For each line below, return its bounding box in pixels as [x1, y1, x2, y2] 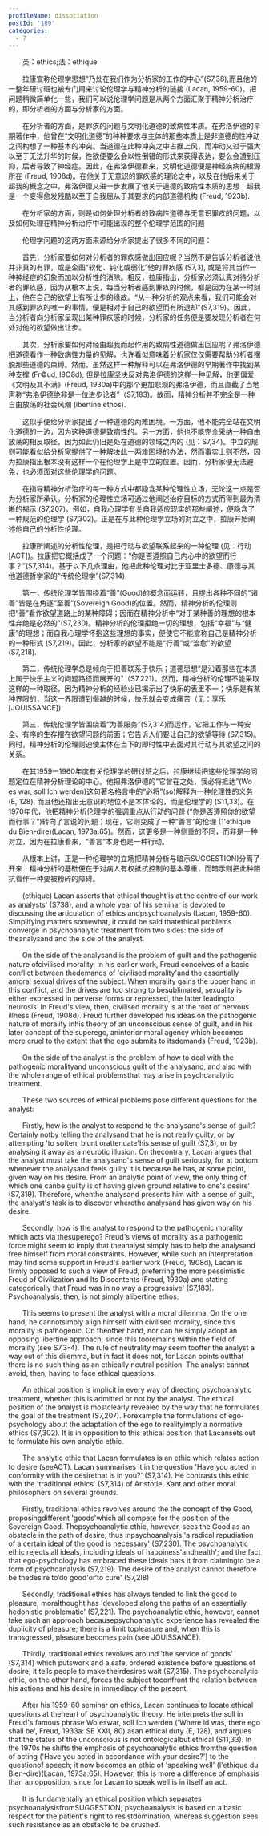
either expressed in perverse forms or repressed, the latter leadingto [8, 993, 235, 1003]
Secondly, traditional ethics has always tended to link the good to [22, 1589, 238, 1599]
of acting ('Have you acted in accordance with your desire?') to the [8, 1752, 230, 1761]
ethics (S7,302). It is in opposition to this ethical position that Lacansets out [8, 1428, 256, 1438]
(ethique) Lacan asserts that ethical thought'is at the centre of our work [22, 891, 258, 900]
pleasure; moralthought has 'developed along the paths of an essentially [8, 1599, 247, 1608]
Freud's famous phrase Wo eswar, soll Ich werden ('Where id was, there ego [8, 1717, 261, 1728]
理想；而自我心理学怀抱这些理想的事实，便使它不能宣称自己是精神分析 [25, 629, 258, 638]
